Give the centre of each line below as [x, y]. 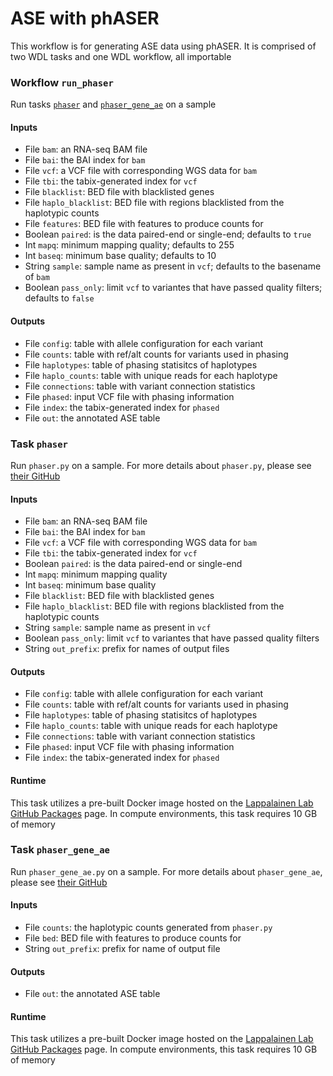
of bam [37, 277]
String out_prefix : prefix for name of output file [122, 949]
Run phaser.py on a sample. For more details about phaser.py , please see [161, 465]
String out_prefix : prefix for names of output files [127, 649]
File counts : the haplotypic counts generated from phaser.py [148, 928]
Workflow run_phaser [62, 82]
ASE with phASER [85, 18]
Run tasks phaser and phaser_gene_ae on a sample [113, 104]
